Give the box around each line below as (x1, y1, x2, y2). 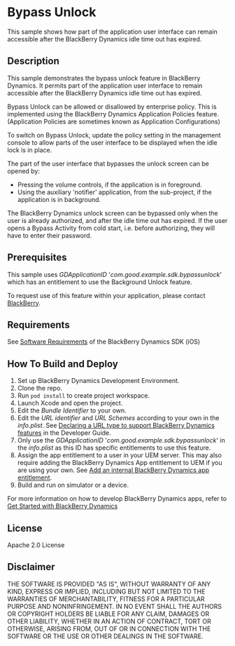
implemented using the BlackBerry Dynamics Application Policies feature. (7, 109, 219, 118)
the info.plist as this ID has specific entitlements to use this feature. (17, 443, 211, 452)
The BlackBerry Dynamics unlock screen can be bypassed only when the (7, 208, 218, 217)
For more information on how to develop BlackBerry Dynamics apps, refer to (7, 494, 227, 503)
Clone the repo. (17, 384, 63, 393)
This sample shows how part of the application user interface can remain (7, 27, 218, 36)
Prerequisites (7, 252, 67, 264)
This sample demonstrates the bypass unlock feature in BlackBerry (7, 74, 201, 82)
